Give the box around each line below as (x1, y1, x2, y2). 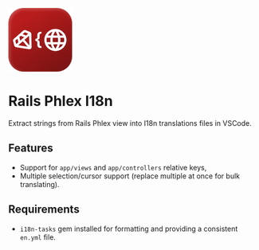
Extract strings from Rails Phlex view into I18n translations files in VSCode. (8, 118, 253, 127)
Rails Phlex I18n (8, 92, 113, 111)
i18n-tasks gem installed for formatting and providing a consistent (19, 224, 238, 233)
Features (8, 142, 53, 155)
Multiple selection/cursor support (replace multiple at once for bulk (19, 171, 241, 181)
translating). (19, 179, 60, 189)
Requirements (8, 203, 80, 217)
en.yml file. (19, 232, 56, 242)
